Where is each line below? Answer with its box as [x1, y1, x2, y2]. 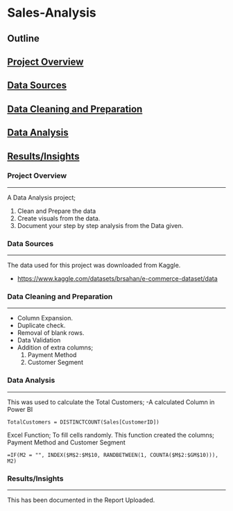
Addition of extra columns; [17, 343, 94, 352]
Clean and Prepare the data [17, 207, 96, 215]
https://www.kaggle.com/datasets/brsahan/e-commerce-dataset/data [17, 275, 218, 283]
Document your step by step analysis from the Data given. [17, 221, 184, 229]
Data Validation [17, 336, 61, 345]
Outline [7, 33, 40, 44]
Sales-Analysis [7, 5, 96, 21]
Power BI [7, 405, 33, 413]
